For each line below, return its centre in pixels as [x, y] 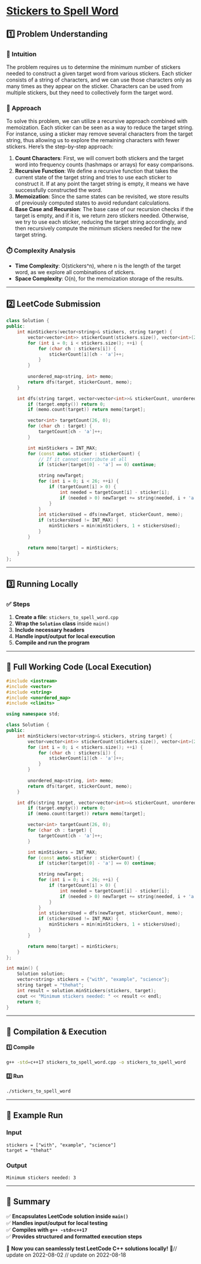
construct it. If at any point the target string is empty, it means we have [102, 184]
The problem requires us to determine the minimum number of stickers [93, 67]
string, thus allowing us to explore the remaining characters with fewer [93, 140]
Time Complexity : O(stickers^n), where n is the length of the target [98, 266]
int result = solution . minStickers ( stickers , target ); [87, 990]
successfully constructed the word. [59, 190]
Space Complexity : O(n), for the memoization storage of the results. [99, 279]
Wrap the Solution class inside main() [62, 624]
